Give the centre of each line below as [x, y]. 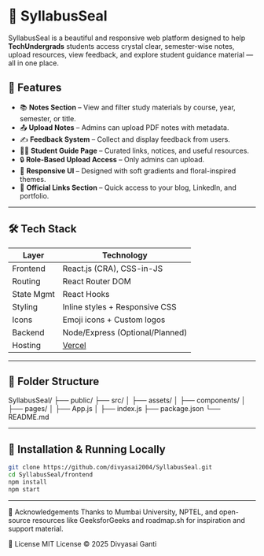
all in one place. [33, 63]
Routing [26, 281]
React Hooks [86, 294]
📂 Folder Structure [54, 381]
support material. [36, 528]
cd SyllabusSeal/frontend [50, 475]
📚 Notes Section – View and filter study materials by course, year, [127, 107]
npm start [24, 489]
